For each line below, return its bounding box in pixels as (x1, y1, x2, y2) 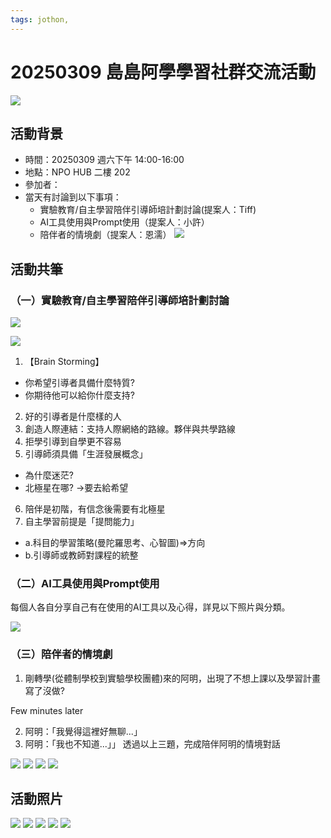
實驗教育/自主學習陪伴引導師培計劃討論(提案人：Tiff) (39, 204, 257, 216)
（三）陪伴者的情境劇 (10, 647, 113, 661)
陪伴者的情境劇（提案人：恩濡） (39, 229, 172, 241)
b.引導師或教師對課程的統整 (24, 549, 139, 561)
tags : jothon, (10, 14, 70, 25)
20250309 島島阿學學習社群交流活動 (10, 61, 317, 83)
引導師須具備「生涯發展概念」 (24, 448, 148, 460)
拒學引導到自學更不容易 (24, 436, 122, 448)
